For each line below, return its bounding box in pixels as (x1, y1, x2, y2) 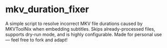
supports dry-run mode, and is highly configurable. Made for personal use (5, 31, 162, 37)
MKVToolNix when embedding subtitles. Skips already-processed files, (5, 26, 155, 32)
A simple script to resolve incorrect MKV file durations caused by (5, 20, 143, 27)
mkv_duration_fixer (5, 4, 89, 15)
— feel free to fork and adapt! (5, 37, 68, 43)
